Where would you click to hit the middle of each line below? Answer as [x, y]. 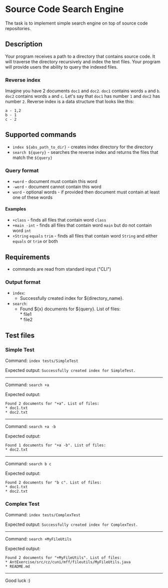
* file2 [26, 320]
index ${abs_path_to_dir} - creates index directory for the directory [83, 147]
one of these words [32, 198]
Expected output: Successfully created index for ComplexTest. [72, 524]
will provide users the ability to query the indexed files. [61, 67]
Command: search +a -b [30, 427]
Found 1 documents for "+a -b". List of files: [56, 445]
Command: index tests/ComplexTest [43, 515]
